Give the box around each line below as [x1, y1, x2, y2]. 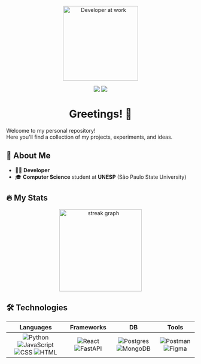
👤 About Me [6, 151, 51, 161]
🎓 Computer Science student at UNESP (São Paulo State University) [14, 173, 187, 181]
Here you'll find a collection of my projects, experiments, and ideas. [6, 133, 173, 140]
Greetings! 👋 [68, 108, 133, 121]
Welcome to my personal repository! [6, 127, 96, 134]
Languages [19, 323, 52, 332]
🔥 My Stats [6, 193, 48, 203]
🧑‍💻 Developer [14, 166, 50, 173]
